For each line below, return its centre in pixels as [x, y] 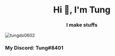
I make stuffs [82, 25]
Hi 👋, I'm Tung [82, 10]
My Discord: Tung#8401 [34, 48]
